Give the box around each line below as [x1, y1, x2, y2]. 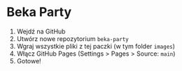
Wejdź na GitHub [16, 27, 66, 35]
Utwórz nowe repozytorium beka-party [16, 34, 129, 42]
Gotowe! [16, 56, 41, 65]
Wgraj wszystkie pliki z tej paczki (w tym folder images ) [16, 42, 176, 50]
